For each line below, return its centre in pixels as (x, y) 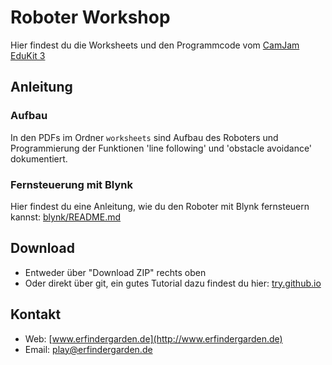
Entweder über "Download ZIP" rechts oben (115, 272)
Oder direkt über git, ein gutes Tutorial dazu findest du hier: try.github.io (173, 283)
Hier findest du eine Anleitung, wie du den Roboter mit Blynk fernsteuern (160, 206)
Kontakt (36, 314)
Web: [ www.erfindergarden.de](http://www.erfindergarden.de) (153, 338)
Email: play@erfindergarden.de (88, 349)
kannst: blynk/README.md (66, 217)
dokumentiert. (39, 158)
